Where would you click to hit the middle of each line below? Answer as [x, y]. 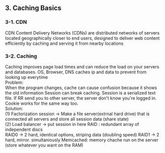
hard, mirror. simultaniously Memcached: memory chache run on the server [82, 140]
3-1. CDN [16, 22]
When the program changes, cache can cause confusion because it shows [81, 88]
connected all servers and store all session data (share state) [67, 119]
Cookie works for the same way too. [42, 103]
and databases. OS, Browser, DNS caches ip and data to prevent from [76, 72]
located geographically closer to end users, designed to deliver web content [82, 38]
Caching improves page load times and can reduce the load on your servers [82, 66]
